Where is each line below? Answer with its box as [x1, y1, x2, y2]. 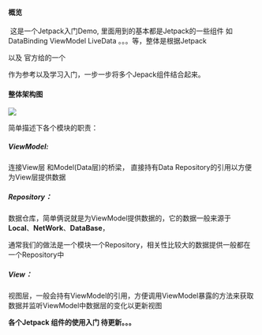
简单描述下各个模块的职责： [8, 123, 99, 133]
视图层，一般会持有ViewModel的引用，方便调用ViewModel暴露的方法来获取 [8, 291, 254, 300]
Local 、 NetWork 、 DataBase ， [8, 224, 110, 233]
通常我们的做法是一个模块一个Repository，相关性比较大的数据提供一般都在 [8, 240, 251, 250]
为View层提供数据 [8, 172, 66, 182]
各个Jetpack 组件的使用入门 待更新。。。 [8, 318, 136, 327]
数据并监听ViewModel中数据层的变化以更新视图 [8, 301, 163, 311]
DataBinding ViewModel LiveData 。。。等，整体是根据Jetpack [8, 36, 208, 46]
